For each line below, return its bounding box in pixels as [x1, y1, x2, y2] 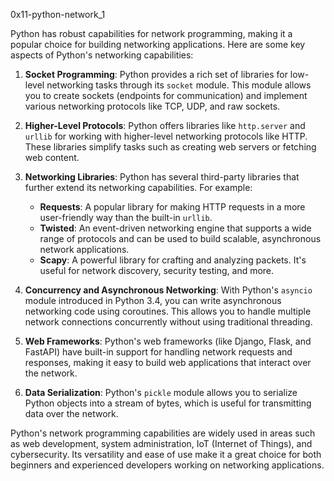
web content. [24, 152, 80, 163]
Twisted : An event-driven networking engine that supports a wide [39, 222, 312, 234]
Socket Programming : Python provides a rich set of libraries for [24, 69, 288, 80]
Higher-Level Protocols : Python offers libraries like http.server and [24, 120, 306, 131]
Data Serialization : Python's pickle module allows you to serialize [24, 387, 298, 398]
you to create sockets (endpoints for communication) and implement [24, 90, 308, 101]
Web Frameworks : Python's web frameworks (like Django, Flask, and [24, 335, 312, 347]
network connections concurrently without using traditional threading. [24, 316, 313, 328]
